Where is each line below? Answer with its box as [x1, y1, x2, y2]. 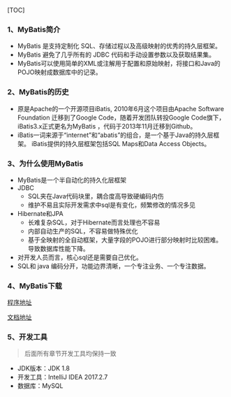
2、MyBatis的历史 [7, 87, 69, 97]
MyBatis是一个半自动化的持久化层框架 [17, 175, 127, 184]
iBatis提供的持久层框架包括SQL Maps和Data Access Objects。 [31, 139, 211, 147]
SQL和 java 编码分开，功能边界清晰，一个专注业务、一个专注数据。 [17, 261, 210, 270]
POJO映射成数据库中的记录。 [17, 68, 103, 76]
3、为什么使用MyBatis [7, 159, 84, 168]
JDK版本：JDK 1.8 [17, 364, 70, 373]
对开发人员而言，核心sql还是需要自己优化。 [17, 253, 143, 261]
